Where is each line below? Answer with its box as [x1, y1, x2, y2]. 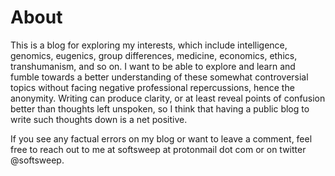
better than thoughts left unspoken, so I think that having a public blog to [10, 102, 310, 115]
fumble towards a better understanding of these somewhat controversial [10, 71, 309, 83]
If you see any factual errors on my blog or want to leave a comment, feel [10, 132, 313, 145]
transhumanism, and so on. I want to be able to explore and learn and [10, 60, 296, 72]
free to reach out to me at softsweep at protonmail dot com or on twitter [10, 143, 307, 155]
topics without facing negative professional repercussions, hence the [10, 81, 295, 93]
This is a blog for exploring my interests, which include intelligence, [10, 39, 288, 51]
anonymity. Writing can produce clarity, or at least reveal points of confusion [10, 92, 326, 104]
